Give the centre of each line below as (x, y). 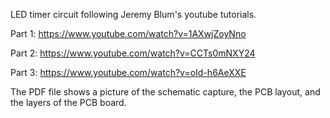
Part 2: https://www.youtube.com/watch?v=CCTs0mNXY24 (133, 53)
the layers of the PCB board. (68, 102)
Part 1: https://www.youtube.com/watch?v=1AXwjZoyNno (128, 33)
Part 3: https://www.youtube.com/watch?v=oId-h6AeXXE (128, 72)
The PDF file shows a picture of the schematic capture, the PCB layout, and (165, 92)
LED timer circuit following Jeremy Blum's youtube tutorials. (133, 14)
